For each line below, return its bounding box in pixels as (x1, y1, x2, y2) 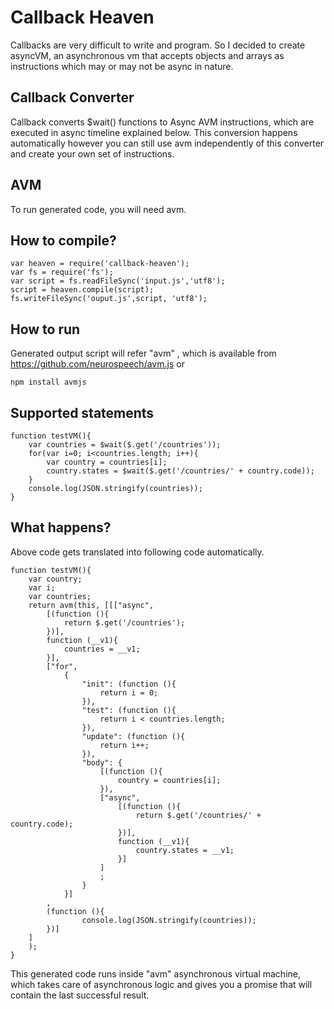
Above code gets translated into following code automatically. (10, 546, 265, 558)
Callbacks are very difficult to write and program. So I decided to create (10, 39, 306, 51)
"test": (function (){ (81, 705, 177, 715)
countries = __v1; (63, 644, 141, 654)
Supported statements (10, 404, 155, 421)
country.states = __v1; (135, 845, 235, 855)
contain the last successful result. (10, 989, 150, 1001)
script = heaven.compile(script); (10, 285, 155, 295)
